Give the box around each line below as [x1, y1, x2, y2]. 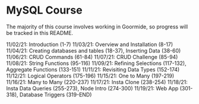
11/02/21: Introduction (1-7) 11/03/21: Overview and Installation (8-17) [6, 41, 173, 48]
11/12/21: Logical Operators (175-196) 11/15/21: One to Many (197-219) [6, 72, 174, 79]
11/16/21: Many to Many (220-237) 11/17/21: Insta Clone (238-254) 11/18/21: [6, 78, 188, 86]
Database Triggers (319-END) [20, 91, 92, 98]
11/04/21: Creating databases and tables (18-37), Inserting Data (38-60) [6, 47, 181, 54]
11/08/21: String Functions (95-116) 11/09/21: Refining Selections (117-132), [6, 60, 187, 67]
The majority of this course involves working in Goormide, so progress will [6, 23, 188, 30]
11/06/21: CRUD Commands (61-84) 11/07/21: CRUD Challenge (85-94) [6, 53, 178, 60]
